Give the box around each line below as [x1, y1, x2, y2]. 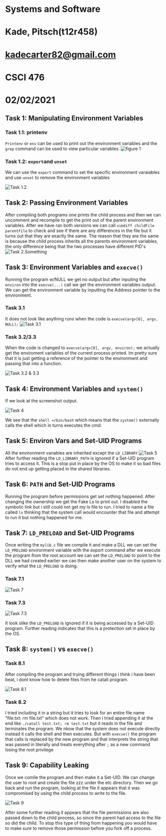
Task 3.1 [5, 304, 25, 311]
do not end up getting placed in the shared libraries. [5, 465, 111, 471]
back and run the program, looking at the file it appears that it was [5, 785, 140, 791]
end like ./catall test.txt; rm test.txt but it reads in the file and [5, 720, 142, 726]
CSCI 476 [5, 72, 45, 83]
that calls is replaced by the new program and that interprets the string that [5, 736, 159, 742]
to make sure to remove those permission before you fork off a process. [5, 825, 152, 831]
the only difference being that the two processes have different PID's [5, 243, 146, 249]
